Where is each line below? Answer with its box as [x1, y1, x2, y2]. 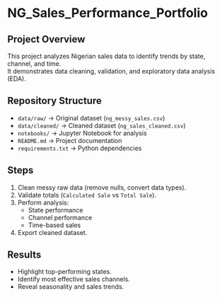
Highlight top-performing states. [17, 268, 112, 276]
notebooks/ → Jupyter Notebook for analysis [17, 129, 147, 137]
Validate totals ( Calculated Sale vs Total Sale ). [17, 190, 157, 199]
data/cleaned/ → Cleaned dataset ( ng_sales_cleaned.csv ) [17, 121, 186, 130]
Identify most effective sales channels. [17, 275, 131, 284]
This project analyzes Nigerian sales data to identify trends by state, [7, 52, 206, 60]
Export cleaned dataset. [17, 228, 88, 236]
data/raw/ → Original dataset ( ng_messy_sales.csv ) [17, 113, 165, 122]
